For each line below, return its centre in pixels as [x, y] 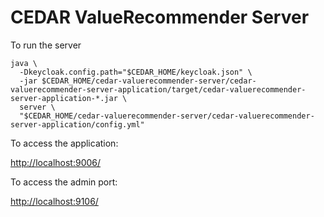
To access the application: [64, 143]
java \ [24, 63]
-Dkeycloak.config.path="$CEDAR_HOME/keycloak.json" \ [136, 72]
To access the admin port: [64, 182]
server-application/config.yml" [77, 124]
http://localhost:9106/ [54, 201]
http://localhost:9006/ [56, 162]
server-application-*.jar [64, 98]
